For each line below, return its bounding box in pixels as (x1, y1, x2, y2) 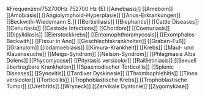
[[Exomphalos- (160, 31, 198, 38)
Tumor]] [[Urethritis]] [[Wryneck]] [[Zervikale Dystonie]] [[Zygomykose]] (6, 83, 189, 90)
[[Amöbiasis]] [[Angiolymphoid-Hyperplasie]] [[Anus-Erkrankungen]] (6, 12, 181, 19)
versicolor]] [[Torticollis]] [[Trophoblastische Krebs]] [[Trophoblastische (6, 76, 188, 83)
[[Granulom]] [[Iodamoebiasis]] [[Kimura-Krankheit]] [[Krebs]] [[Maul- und (6, 44, 194, 51)
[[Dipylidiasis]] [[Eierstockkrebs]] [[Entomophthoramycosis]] (6, 31, 159, 38)
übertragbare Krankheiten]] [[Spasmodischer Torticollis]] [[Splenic (6, 63, 174, 70)
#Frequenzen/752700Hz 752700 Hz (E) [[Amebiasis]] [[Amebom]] (6, 5, 173, 12)
